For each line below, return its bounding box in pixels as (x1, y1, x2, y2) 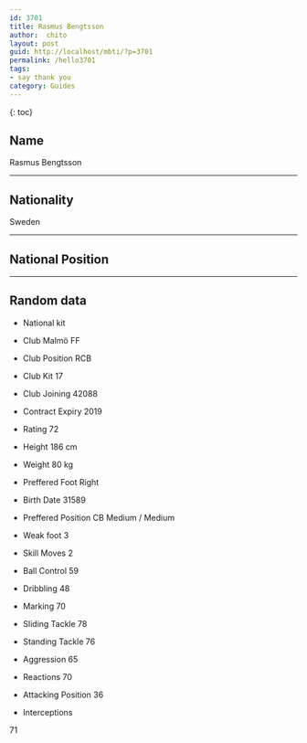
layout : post (9, 38, 59, 48)
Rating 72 (22, 423, 59, 434)
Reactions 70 (22, 671, 73, 682)
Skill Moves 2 (22, 547, 73, 558)
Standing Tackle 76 (22, 636, 96, 647)
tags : (9, 65, 30, 74)
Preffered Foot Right (22, 476, 100, 487)
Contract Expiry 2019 (22, 406, 102, 417)
